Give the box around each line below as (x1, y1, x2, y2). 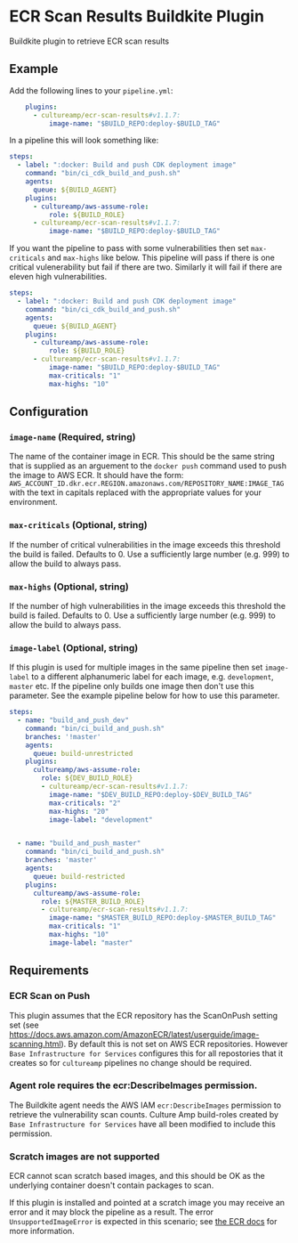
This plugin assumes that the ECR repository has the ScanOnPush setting (9, 1010, 278, 1020)
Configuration (9, 404, 89, 419)
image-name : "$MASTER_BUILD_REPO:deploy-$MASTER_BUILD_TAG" (48, 914, 277, 922)
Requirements (9, 963, 89, 979)
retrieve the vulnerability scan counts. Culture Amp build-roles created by (9, 1109, 278, 1119)
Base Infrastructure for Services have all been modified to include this (9, 1118, 276, 1129)
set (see (9, 1020, 39, 1030)
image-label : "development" (48, 815, 153, 825)
